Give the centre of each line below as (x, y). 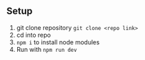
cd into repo (33, 35)
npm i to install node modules (58, 42)
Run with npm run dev (46, 49)
